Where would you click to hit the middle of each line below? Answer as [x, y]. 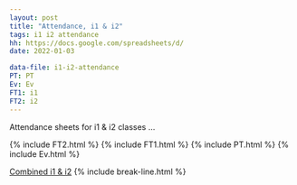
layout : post [34, 18]
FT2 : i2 [24, 101]
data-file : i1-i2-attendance [64, 68]
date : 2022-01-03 [42, 51]
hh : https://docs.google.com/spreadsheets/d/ [96, 43]
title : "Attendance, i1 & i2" [67, 26]
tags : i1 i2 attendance [54, 34]
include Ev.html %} [44, 153]
